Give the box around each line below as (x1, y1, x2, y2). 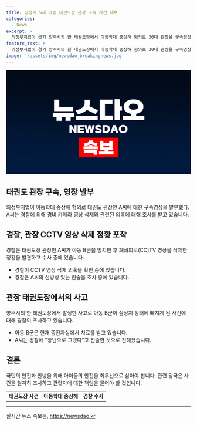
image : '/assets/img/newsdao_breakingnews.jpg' (6, 53, 125, 59)
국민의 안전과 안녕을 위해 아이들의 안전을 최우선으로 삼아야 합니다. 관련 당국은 (6, 372, 183, 379)
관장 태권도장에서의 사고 (6, 292, 88, 302)
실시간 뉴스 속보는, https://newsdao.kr (6, 412, 96, 419)
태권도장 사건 (8, 393, 39, 400)
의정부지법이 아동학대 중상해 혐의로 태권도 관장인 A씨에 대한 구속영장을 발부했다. (6, 204, 189, 211)
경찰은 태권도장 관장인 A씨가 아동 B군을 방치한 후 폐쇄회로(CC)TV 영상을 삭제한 (6, 247, 188, 254)
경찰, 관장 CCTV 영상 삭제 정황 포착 (6, 230, 127, 240)
